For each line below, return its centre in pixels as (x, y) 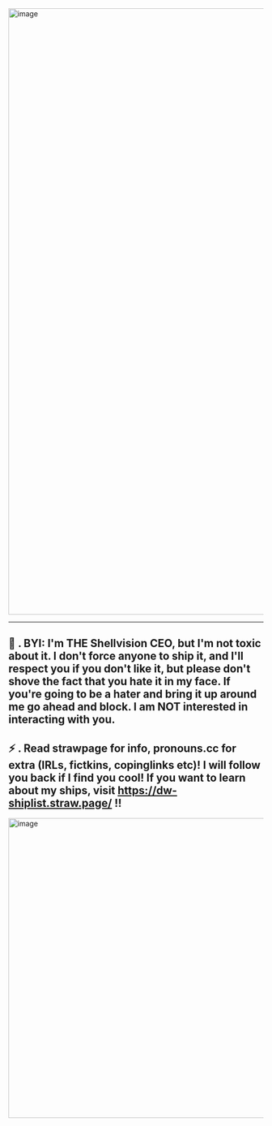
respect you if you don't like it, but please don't (130, 669)
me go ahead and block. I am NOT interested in (128, 707)
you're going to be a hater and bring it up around (133, 695)
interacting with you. (62, 720)
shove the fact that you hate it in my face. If (119, 682)
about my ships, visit (62, 790)
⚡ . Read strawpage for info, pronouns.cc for (123, 748)
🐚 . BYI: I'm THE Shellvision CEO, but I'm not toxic (135, 643)
